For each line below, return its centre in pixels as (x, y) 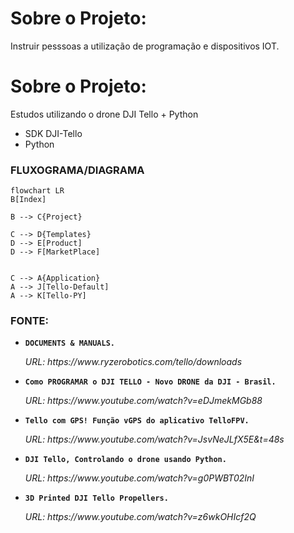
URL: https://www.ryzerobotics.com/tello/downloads (133, 362)
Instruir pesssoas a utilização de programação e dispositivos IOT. (145, 46)
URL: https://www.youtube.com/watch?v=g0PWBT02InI (139, 478)
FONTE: (29, 321)
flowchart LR (37, 191)
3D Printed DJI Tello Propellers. (96, 498)
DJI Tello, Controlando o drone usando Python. (125, 460)
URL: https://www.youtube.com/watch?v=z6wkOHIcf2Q (140, 517)
